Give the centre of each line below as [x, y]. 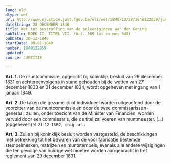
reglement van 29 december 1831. [41, 156]
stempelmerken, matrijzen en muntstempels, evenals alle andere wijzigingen [85, 145]
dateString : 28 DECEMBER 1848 [37, 24]
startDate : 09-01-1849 [29, 43]
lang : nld [16, 10]
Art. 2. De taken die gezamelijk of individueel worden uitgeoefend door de [83, 103]
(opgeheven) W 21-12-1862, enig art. [46, 124]
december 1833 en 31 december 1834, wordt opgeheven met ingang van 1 [83, 87]
